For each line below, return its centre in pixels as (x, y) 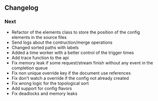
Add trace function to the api (40, 58)
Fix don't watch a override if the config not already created (70, 78)
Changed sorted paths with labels (45, 47)
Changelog (22, 8)
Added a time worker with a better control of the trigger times (72, 52)
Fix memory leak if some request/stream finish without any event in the (82, 63)
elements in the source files (39, 37)
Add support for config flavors (42, 88)
